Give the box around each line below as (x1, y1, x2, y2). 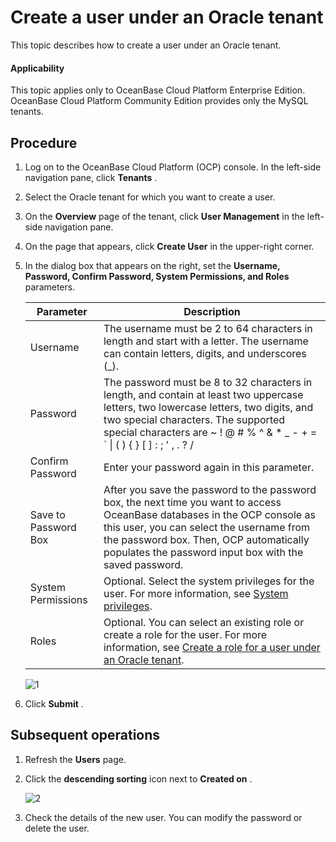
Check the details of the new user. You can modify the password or (24, 811, 303, 823)
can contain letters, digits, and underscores (103, 346, 307, 360)
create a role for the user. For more (103, 627, 268, 641)
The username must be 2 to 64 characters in (103, 321, 313, 335)
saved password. (103, 557, 184, 571)
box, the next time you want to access (103, 495, 282, 509)
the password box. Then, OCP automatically (103, 532, 310, 546)
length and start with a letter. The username (103, 334, 309, 348)
